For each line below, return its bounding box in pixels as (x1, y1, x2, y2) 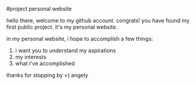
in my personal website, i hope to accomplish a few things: (6, 35, 153, 42)
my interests (15, 53, 47, 60)
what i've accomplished (15, 60, 75, 67)
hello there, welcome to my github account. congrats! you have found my (6, 17, 190, 24)
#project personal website (6, 5, 72, 12)
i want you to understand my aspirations (15, 47, 116, 54)
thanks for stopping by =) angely (6, 72, 88, 78)
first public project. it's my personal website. (6, 24, 117, 30)
